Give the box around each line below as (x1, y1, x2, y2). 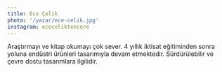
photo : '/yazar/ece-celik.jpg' (7, 17, 99, 24)
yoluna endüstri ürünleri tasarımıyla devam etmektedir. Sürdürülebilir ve (7, 50, 214, 58)
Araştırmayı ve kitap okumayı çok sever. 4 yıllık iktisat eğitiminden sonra (7, 43, 216, 51)
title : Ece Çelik (7, 10, 58, 17)
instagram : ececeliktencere (7, 23, 90, 30)
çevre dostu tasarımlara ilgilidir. (7, 57, 98, 66)
